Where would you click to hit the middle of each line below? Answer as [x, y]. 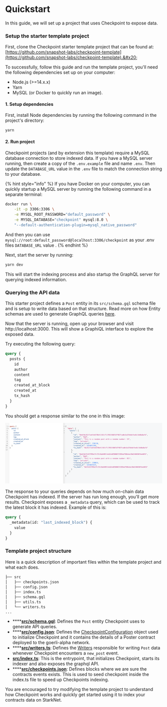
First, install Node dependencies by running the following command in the [81, 115]
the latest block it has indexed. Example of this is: [56, 507]
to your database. [23, 174]
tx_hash [22, 396]
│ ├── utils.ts [23, 602]
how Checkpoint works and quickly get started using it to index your [75, 695]
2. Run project [20, 141]
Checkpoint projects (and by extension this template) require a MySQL [78, 153]
